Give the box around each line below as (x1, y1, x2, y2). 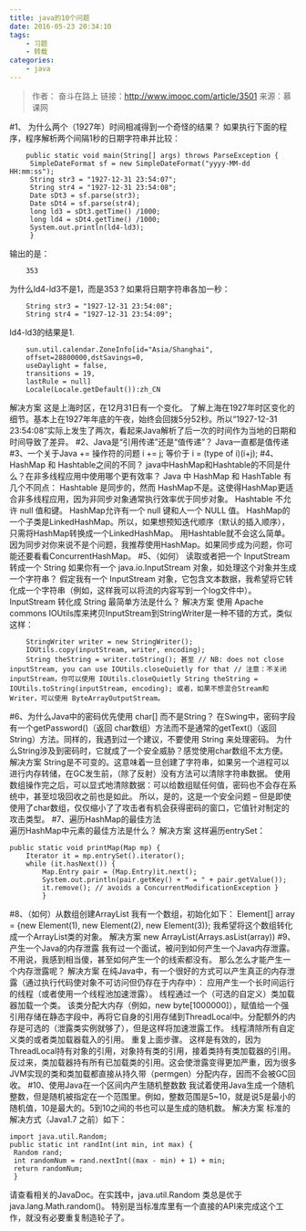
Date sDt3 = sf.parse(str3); (29, 191, 141, 200)
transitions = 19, (25, 369, 96, 378)
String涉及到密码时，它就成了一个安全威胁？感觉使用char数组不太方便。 (16, 745, 289, 756)
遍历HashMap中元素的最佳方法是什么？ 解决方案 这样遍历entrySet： (9, 825, 266, 836)
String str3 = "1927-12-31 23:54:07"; (29, 174, 178, 184)
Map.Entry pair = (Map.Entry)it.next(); (42, 867, 198, 877)
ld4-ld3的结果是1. (9, 326, 75, 338)
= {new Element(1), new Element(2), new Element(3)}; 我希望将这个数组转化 (9, 920, 293, 931)
